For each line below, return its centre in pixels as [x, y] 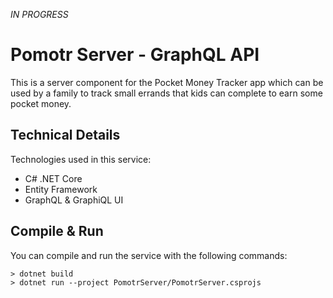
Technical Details [65, 135]
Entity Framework [61, 189]
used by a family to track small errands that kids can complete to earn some [166, 93]
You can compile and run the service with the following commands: [149, 255]
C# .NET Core [53, 178]
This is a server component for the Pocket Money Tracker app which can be [167, 82]
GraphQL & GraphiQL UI [74, 200]
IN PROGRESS [39, 14]
